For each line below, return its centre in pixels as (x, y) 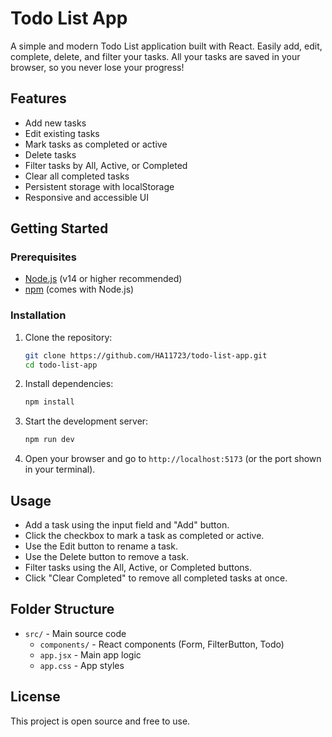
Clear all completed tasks (77, 176)
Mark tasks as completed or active (96, 144)
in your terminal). (60, 469)
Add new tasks (55, 123)
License (35, 697)
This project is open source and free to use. (100, 721)
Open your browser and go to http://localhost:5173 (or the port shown (173, 459)
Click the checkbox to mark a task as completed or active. (144, 536)
